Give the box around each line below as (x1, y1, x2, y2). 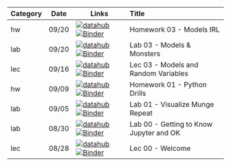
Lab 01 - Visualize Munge (129, 100, 214, 109)
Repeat (129, 108, 153, 118)
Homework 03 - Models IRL (129, 25, 220, 34)
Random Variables (129, 69, 189, 78)
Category (10, 9, 43, 18)
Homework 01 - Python (129, 80, 208, 89)
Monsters (129, 49, 160, 58)
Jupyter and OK (129, 128, 181, 137)
